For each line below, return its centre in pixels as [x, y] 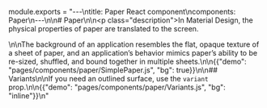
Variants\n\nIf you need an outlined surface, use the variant [108, 79]
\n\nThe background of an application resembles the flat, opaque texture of [134, 44]
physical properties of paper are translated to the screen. [104, 29]
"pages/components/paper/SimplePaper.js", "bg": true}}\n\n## [113, 70]
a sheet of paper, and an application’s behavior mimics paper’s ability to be [133, 53]
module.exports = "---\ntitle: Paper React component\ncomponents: [122, 12]
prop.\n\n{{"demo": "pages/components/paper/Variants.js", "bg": [117, 87]
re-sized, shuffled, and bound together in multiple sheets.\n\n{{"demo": [127, 61]
